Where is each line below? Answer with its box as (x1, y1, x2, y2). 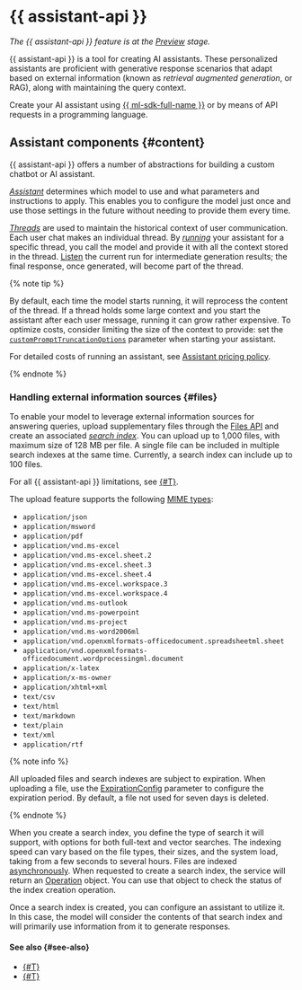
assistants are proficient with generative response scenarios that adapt (9, 63, 272, 74)
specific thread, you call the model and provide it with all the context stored (9, 241, 289, 252)
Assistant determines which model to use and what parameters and (9, 186, 260, 197)
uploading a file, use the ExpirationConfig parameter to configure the (9, 783, 264, 794)
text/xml (22, 730, 56, 740)
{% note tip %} (9, 278, 65, 288)
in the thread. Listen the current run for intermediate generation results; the (9, 251, 288, 261)
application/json (22, 513, 88, 522)
